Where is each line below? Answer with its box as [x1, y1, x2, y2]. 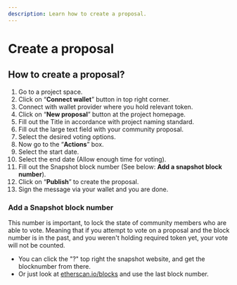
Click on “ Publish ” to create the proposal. [18, 177, 139, 186]
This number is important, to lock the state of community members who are [8, 218, 227, 226]
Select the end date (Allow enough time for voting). [18, 154, 167, 163]
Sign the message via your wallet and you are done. [18, 185, 169, 193]
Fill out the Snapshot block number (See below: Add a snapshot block [18, 162, 222, 171]
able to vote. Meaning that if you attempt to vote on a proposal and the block [8, 226, 230, 234]
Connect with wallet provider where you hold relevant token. [18, 102, 193, 111]
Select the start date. [18, 147, 79, 156]
